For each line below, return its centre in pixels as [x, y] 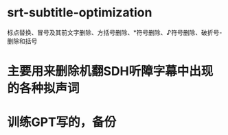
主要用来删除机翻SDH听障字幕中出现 [110, 72]
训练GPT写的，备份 [62, 122]
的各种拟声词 [44, 89]
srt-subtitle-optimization [80, 13]
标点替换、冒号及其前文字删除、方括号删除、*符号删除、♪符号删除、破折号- [115, 32]
